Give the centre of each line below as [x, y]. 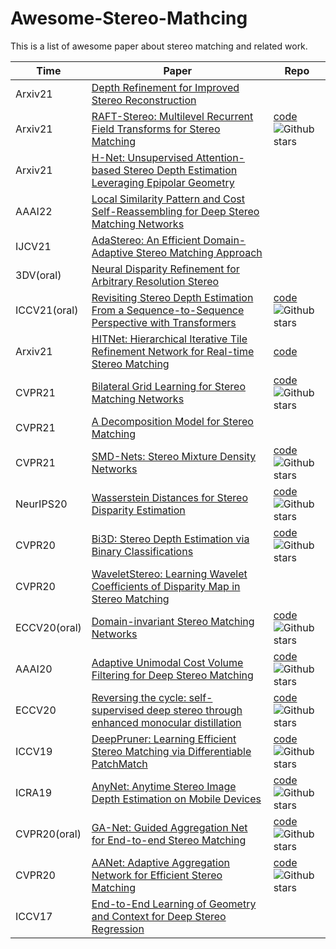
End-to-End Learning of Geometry [174, 904]
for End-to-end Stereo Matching [169, 840]
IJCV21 [33, 246]
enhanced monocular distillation [166, 722]
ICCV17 [34, 916]
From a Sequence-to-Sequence [168, 310]
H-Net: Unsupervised [142, 157]
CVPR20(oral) [48, 834]
